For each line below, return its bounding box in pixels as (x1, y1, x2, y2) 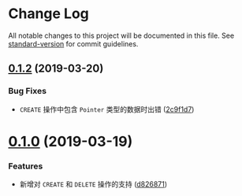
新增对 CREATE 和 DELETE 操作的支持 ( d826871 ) (19, 179, 168, 189)
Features (8, 161, 43, 172)
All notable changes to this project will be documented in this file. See (8, 31, 235, 40)
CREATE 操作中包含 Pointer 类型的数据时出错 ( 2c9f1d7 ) (19, 104, 195, 114)
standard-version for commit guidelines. (8, 39, 139, 48)
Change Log (8, 5, 89, 23)
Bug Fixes (8, 86, 47, 97)
